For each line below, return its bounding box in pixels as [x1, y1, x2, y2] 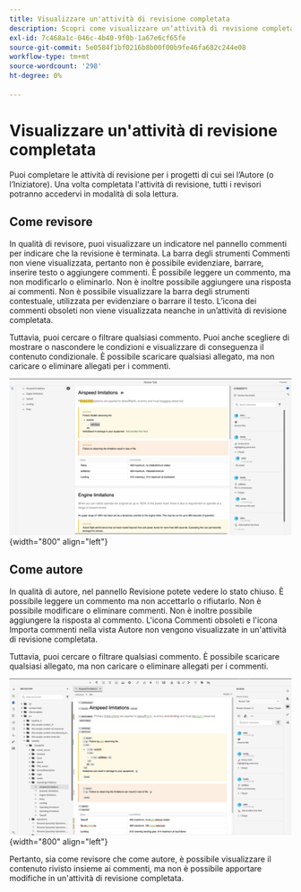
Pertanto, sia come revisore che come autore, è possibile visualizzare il [9, 853, 271, 865]
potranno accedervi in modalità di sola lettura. [9, 188, 179, 199]
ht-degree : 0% [9, 72, 63, 81]
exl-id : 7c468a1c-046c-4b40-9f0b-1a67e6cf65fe [9, 33, 186, 42]
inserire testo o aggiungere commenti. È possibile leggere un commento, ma [9, 267, 291, 277]
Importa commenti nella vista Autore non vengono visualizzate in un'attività [9, 624, 287, 634]
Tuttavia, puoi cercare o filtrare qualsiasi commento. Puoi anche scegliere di [9, 332, 289, 343]
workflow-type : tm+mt [9, 52, 90, 62]
